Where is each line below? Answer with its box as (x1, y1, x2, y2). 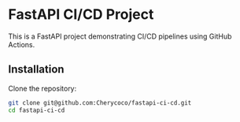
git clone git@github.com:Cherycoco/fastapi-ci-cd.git (8, 98, 192, 107)
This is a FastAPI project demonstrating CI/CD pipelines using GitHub (8, 31, 232, 41)
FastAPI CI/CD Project (8, 6, 154, 24)
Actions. (8, 39, 35, 49)
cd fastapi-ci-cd (8, 106, 65, 114)
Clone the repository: (8, 83, 77, 93)
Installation (8, 63, 65, 76)
